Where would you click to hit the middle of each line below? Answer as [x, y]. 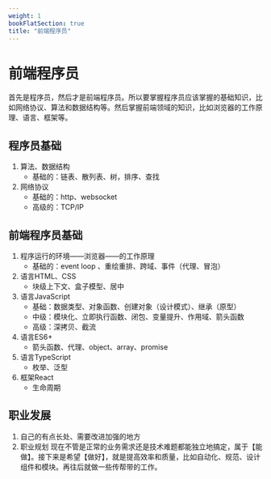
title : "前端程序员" [40, 31]
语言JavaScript [45, 296]
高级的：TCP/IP [58, 207]
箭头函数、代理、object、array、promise [100, 347]
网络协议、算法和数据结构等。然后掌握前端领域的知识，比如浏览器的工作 [135, 108]
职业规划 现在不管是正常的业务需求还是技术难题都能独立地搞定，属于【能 [141, 447]
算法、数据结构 [45, 167]
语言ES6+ [36, 337]
